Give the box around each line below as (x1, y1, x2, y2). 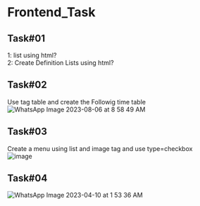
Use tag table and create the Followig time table (7, 97, 146, 106)
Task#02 (7, 79, 47, 91)
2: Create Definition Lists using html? (7, 59, 114, 67)
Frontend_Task (7, 4, 96, 20)
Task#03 (7, 126, 47, 138)
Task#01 (7, 32, 46, 44)
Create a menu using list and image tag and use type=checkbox (7, 144, 193, 152)
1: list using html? (7, 51, 57, 59)
